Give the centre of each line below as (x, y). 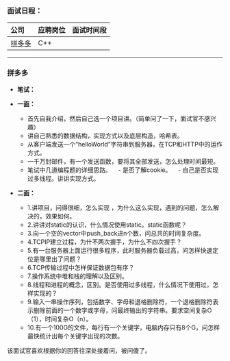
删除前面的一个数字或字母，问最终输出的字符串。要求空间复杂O (123, 310)
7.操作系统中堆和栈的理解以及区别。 (77, 276)
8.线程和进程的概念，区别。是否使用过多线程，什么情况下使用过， (120, 284)
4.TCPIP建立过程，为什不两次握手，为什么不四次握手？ (105, 242)
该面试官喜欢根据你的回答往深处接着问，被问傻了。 (79, 350)
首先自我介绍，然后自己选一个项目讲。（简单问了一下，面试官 (113, 119)
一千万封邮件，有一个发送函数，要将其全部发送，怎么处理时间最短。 (123, 161)
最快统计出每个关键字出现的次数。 (75, 336)
